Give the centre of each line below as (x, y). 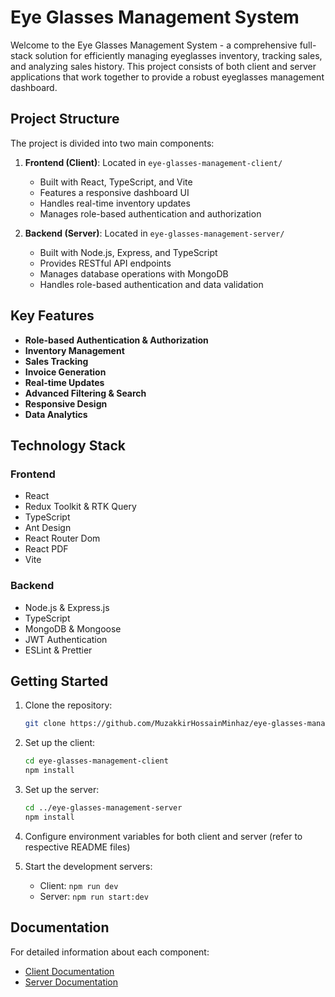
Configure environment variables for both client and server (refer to (163, 836)
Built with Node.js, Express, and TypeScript (128, 252)
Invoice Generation (65, 372)
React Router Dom (62, 538)
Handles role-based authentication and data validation (151, 284)
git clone (45, 724)
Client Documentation (69, 971)
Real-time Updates (64, 382)
